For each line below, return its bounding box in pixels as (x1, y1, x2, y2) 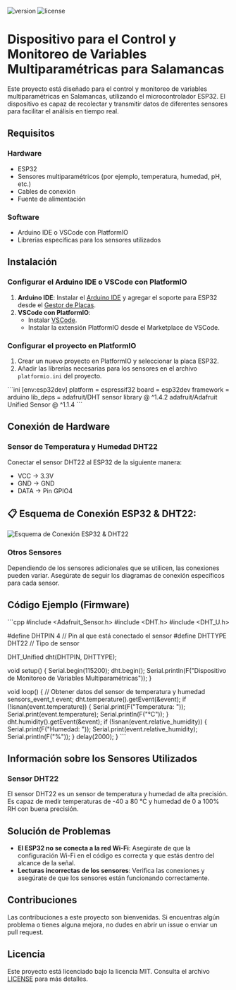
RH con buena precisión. (7, 805, 79, 813)
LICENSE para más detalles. (7, 974, 88, 983)
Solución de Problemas (7, 825, 111, 837)
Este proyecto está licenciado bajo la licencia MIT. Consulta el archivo (7, 967, 210, 975)
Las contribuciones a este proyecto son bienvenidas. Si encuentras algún (7, 912, 220, 921)
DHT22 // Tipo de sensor (7, 638, 80, 648)
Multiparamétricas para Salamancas (7, 61, 225, 78)
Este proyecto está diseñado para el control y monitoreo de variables (7, 85, 208, 93)
